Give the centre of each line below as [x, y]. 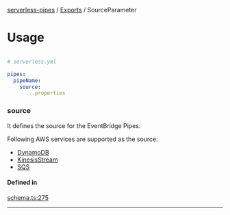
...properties [46, 93]
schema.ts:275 [28, 197]
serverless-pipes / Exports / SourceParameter [72, 10]
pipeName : [27, 80]
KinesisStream [37, 160]
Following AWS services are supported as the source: [83, 139]
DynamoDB [33, 152]
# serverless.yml [32, 62]
